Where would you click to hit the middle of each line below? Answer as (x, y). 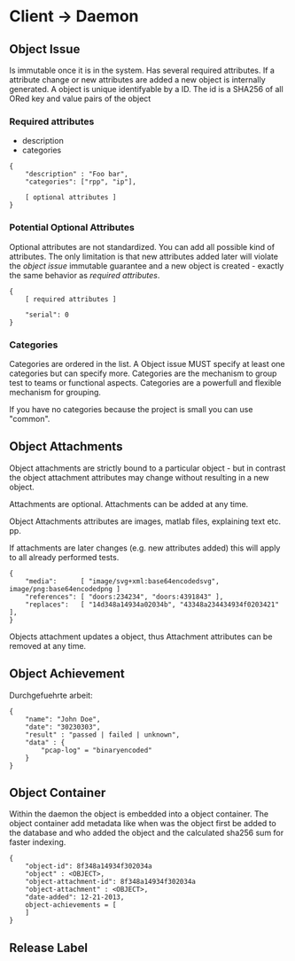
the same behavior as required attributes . (85, 275)
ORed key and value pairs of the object (80, 98)
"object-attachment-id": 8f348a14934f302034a (111, 882)
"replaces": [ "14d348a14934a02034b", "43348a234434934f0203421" (152, 605)
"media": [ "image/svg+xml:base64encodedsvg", (122, 581)
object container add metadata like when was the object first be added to (143, 824)
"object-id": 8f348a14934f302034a (89, 866)
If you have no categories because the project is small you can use (131, 409)
